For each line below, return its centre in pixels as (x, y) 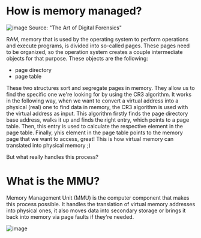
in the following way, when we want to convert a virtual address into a (92, 101)
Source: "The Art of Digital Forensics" (75, 28)
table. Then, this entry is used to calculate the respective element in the (94, 126)
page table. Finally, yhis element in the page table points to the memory (94, 132)
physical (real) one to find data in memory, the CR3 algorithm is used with (97, 107)
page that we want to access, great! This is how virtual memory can (90, 138)
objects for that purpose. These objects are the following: (77, 58)
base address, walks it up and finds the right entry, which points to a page (98, 120)
